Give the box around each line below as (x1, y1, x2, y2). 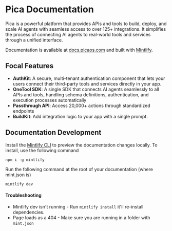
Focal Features (5, 61, 54, 70)
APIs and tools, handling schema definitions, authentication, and (12, 91, 149, 98)
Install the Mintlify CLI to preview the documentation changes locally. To (5, 142, 158, 148)
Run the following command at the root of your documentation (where (5, 166, 153, 172)
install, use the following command (5, 147, 79, 153)
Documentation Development (5, 128, 102, 137)
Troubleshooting (5, 192, 42, 198)
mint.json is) (5, 172, 31, 178)
